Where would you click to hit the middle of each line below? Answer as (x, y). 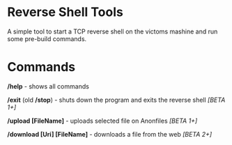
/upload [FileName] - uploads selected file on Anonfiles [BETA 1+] (102, 121)
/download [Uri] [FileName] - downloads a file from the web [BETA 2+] (110, 134)
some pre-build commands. (47, 38)
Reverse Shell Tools (65, 12)
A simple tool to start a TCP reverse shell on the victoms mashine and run (113, 31)
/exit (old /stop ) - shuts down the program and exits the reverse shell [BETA (116, 100)
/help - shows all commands (48, 86)
